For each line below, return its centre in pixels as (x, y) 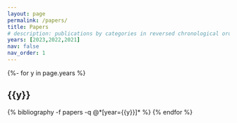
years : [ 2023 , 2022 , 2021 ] (44, 40)
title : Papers (28, 27)
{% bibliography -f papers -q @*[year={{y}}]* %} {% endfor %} (100, 112)
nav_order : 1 (26, 53)
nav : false (23, 46)
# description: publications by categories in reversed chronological (113, 33)
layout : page (26, 14)
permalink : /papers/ (38, 20)
